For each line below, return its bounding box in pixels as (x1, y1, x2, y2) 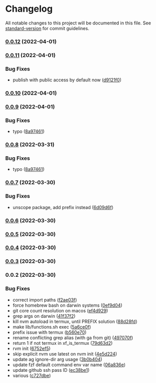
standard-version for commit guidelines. (5, 25, 89, 31)
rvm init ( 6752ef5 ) (12, 345, 51, 351)
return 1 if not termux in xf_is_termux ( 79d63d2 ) (12, 340, 113, 346)
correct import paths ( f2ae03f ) (12, 297, 77, 303)
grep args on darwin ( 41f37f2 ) (12, 313, 76, 319)
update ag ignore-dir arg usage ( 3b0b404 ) (12, 356, 103, 362)
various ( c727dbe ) (12, 372, 51, 378)
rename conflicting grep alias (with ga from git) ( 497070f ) (12, 334, 134, 341)
